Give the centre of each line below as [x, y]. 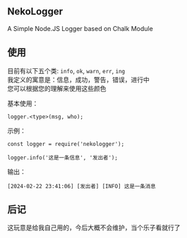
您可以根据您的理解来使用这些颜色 [57, 88]
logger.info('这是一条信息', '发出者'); [63, 158]
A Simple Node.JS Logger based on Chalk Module [80, 28]
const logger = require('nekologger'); [66, 144]
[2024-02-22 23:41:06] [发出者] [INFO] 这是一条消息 [82, 186]
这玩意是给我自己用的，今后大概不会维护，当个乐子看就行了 [94, 227]
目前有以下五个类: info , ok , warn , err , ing [66, 70]
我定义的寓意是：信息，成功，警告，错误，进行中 [78, 80]
